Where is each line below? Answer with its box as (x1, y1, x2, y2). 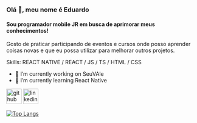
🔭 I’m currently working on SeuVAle (15, 70, 105, 78)
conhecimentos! (6, 27, 49, 34)
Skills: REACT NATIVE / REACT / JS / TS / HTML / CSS (6, 59, 142, 66)
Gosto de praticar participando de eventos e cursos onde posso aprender (6, 41, 191, 48)
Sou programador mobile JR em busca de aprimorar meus (6, 21, 155, 28)
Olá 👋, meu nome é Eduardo (6, 5, 89, 14)
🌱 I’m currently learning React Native (15, 77, 108, 84)
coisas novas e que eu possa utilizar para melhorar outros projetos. (6, 47, 175, 54)
